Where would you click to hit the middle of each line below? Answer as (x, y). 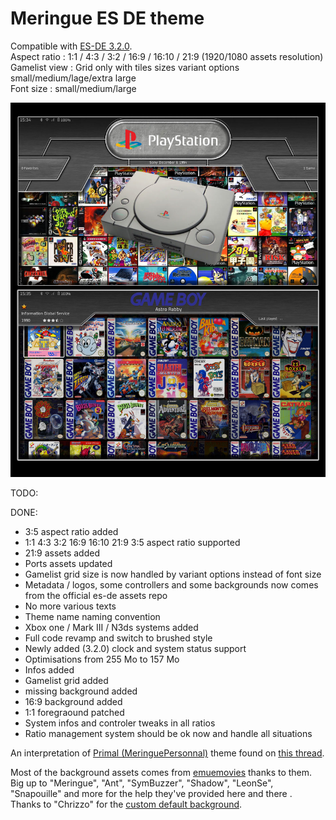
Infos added (49, 670)
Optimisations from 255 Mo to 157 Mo (102, 659)
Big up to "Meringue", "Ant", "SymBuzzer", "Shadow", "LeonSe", (142, 783)
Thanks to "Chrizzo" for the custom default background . (126, 804)
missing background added (81, 691)
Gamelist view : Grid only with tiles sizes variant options (125, 67)
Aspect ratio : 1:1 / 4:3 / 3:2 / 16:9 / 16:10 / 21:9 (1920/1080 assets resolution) (167, 56)
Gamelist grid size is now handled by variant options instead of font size (173, 574)
